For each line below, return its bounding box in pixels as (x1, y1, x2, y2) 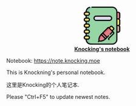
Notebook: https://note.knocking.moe (6, 57, 100, 64)
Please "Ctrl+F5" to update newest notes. (6, 93, 110, 100)
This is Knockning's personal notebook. (6, 69, 106, 76)
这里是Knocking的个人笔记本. (6, 81, 80, 88)
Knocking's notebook (74, 45, 130, 52)
